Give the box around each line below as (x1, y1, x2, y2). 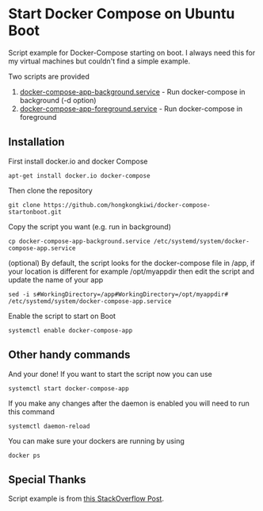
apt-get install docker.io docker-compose (8, 171, 151, 179)
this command (8, 406, 55, 417)
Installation (8, 136, 65, 149)
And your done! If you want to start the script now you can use (8, 369, 212, 378)
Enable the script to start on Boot (8, 311, 116, 321)
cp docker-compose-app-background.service (8, 237, 151, 245)
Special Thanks (8, 473, 86, 486)
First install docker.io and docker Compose (8, 156, 148, 166)
